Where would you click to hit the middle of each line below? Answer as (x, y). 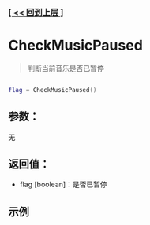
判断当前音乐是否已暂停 (66, 68)
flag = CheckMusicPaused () (52, 90)
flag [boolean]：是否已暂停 (64, 184)
